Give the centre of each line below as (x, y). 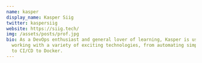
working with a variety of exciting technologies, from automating (98, 46)
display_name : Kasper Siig (40, 17)
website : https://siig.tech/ (43, 28)
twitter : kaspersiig (32, 23)
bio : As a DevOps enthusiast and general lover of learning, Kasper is (98, 40)
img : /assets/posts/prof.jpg (43, 34)
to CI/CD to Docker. (37, 51)
